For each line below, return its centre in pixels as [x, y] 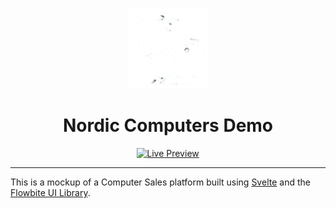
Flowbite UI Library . [50, 192]
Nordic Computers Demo [168, 125]
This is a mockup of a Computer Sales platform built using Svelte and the [160, 182]
